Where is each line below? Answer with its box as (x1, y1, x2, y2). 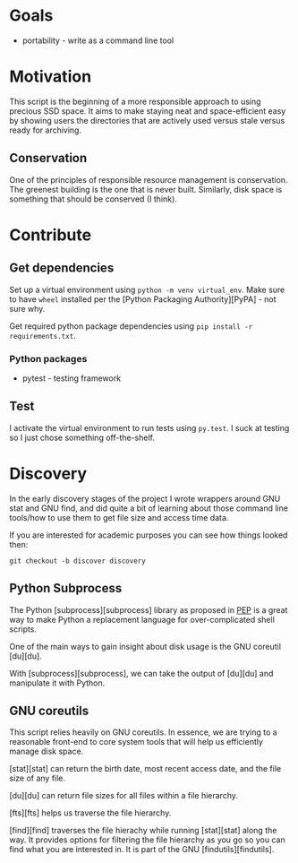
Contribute (9, 225, 92, 245)
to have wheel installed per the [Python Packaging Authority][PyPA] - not (9, 293, 277, 305)
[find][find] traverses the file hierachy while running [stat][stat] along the (9, 825, 277, 836)
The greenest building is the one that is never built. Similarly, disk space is (9, 184, 283, 194)
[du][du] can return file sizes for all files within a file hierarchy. (9, 790, 239, 801)
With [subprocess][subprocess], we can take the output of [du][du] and (9, 668, 274, 678)
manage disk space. (9, 746, 84, 757)
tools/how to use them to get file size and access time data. (9, 512, 229, 522)
